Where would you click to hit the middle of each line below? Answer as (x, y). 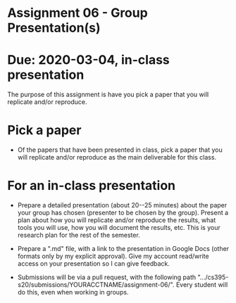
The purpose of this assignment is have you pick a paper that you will (108, 95)
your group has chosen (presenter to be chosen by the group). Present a (123, 213)
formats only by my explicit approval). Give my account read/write (113, 256)
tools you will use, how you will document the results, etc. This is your (119, 227)
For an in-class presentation (92, 186)
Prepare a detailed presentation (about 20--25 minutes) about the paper (122, 205)
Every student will (202, 285)
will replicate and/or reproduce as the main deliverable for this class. (117, 157)
